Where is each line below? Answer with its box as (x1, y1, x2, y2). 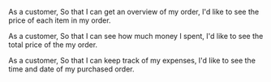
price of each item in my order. (8, 15, 111, 25)
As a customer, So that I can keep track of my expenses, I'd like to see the (8, 56, 256, 65)
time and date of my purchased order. (8, 64, 135, 74)
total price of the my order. (8, 40, 98, 50)
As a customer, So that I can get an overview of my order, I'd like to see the (8, 7, 260, 16)
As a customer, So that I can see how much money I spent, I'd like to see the (8, 32, 264, 41)
